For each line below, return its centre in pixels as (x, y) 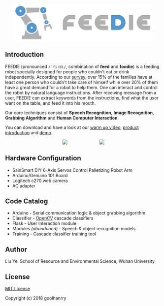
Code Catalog (27, 201)
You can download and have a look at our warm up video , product (72, 127)
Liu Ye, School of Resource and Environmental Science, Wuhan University (80, 261)
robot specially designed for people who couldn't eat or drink (67, 72)
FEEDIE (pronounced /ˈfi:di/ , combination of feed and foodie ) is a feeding (82, 66)
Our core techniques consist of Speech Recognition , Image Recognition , (80, 113)
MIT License (18, 289)
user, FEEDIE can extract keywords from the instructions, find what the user (82, 98)
